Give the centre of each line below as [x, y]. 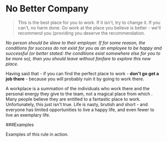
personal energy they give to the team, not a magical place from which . [79, 94]
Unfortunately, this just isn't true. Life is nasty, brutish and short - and [77, 104]
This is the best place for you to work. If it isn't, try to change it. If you [89, 22]
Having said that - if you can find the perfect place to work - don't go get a [83, 73]
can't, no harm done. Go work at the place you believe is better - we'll [89, 27]
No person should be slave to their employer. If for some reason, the [76, 42]
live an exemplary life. [28, 115]
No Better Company [47, 9]
